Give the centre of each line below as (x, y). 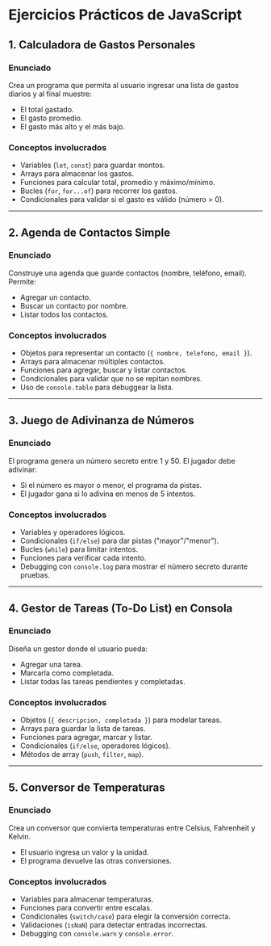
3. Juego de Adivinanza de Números (102, 420)
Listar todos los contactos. (64, 314)
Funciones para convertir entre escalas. (86, 908)
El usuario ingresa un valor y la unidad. (84, 852)
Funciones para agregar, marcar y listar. (86, 738)
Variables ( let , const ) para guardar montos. (92, 165)
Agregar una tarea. (51, 664)
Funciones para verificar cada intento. (83, 558)
